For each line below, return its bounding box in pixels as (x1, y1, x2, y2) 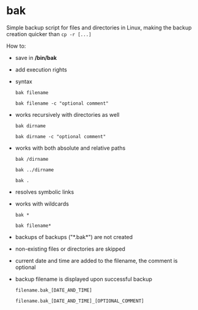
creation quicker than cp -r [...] (6, 30, 92, 37)
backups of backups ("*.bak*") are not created (15, 233, 133, 240)
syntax (15, 78, 32, 85)
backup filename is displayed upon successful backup (15, 275, 153, 282)
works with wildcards (15, 200, 69, 207)
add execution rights (15, 65, 67, 73)
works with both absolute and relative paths (15, 144, 126, 152)
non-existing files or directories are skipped (15, 245, 125, 253)
